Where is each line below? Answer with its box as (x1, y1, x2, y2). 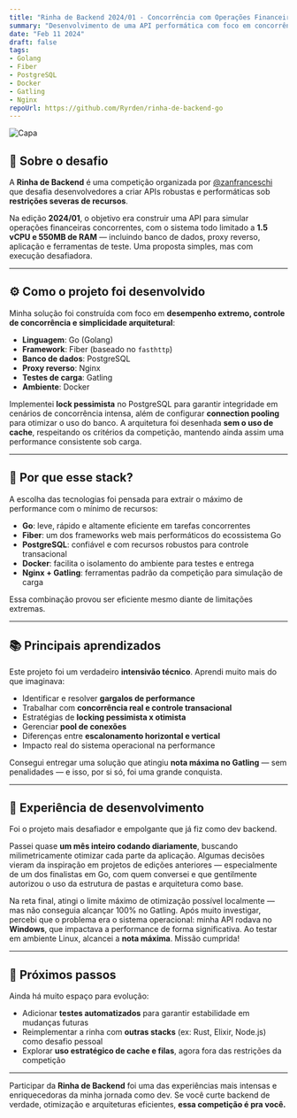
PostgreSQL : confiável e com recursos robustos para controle (21, 539, 249, 550)
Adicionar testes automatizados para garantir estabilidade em (21, 1008, 250, 1019)
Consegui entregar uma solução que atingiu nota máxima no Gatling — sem (9, 757, 287, 767)
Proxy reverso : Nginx (21, 362, 101, 373)
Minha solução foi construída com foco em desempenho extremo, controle (9, 307, 286, 319)
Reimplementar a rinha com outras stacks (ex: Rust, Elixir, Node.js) (21, 1027, 267, 1037)
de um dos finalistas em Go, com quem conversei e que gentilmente (9, 869, 258, 880)
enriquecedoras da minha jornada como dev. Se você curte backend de (9, 1090, 270, 1100)
